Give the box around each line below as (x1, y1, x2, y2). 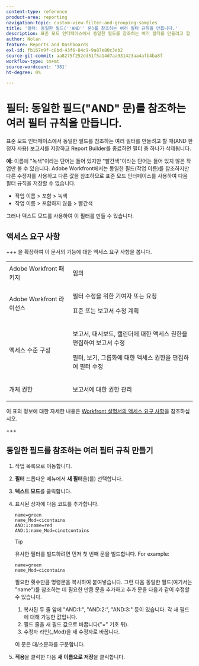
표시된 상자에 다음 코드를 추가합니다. (14, 500, 99, 507)
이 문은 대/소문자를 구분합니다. (14, 640, 85, 648)
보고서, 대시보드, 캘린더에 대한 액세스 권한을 (72, 330, 188, 338)
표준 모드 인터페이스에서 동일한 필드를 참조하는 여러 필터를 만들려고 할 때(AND (6, 138, 187, 145)
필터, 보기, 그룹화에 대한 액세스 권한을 (72, 353, 172, 362)
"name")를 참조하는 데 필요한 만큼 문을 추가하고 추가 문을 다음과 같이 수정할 (14, 585, 190, 593)
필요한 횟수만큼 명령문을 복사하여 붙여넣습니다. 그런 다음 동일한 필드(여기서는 (14, 578, 192, 585)
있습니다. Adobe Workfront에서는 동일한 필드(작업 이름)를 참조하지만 (29, 165, 190, 172)
